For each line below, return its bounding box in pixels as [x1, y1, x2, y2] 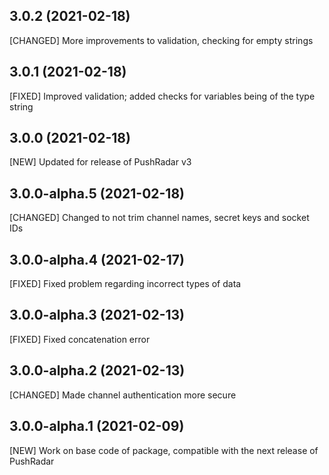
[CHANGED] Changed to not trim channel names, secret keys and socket [9, 212, 310, 224]
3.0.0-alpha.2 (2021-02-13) [9, 362, 186, 379]
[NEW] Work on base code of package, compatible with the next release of [9, 444, 319, 456]
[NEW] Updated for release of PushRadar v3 [9, 156, 192, 168]
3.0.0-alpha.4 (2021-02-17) [9, 251, 185, 268]
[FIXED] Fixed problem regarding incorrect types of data [9, 278, 242, 290]
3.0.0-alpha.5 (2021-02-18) [9, 185, 186, 202]
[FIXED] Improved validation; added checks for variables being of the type [9, 90, 316, 102]
